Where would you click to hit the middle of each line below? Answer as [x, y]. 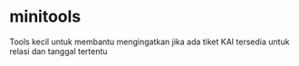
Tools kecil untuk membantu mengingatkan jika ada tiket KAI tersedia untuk [149, 42]
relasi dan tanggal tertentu [58, 51]
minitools [45, 17]
